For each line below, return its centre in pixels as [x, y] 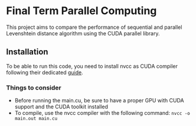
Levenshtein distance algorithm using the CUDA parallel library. [83, 33]
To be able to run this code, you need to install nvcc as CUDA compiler [92, 66]
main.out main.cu [36, 119]
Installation [27, 52]
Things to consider [34, 88]
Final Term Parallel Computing [81, 11]
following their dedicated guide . [45, 72]
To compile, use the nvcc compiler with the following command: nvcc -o [102, 113]
